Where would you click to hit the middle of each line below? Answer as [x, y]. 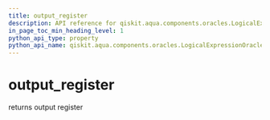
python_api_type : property [53, 38]
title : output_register [48, 16]
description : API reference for [62, 23]
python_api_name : [37, 46]
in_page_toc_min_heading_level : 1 [66, 30]
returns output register [46, 107]
